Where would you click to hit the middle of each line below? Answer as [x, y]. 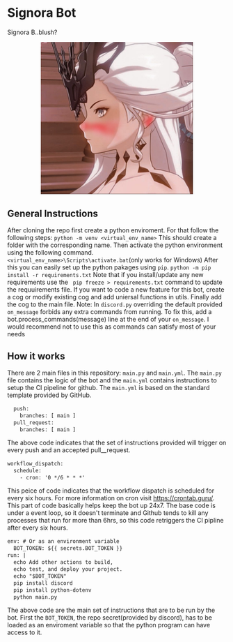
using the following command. [50, 253]
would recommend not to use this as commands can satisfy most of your [112, 327]
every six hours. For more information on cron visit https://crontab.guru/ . [111, 498]
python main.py [35, 597]
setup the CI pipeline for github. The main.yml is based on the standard [109, 388]
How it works [36, 356]
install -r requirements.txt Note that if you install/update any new [105, 275]
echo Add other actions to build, [63, 562]
